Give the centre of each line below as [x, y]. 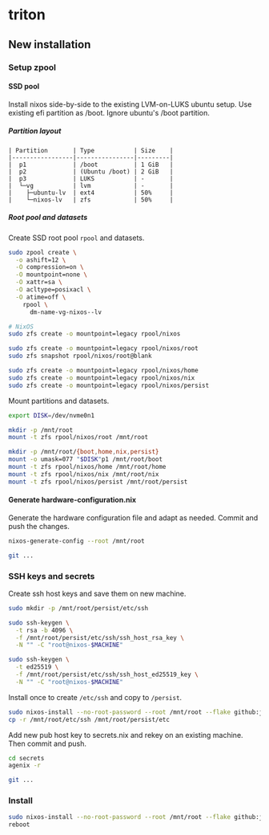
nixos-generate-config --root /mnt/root [77, 541]
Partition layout [35, 131]
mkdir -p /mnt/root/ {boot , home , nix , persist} [84, 452]
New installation [50, 45]
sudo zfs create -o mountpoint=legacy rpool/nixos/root [103, 348]
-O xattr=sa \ [39, 283]
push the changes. [39, 526]
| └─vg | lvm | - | [91, 185]
